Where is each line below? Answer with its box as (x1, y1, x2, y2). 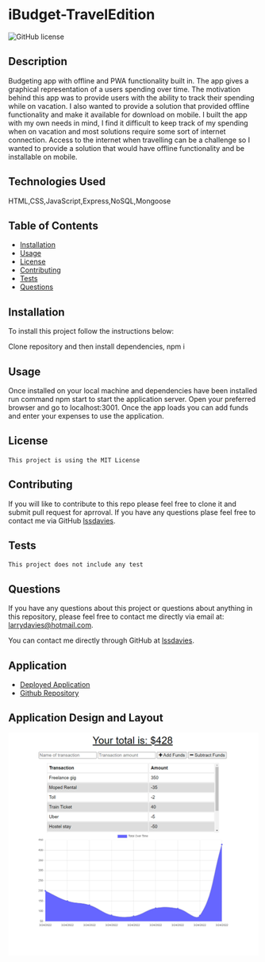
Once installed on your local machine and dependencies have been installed (8, 386, 258, 395)
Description (8, 55, 67, 68)
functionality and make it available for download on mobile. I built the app (8, 110, 248, 119)
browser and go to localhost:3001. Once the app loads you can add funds (8, 403, 248, 412)
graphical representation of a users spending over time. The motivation (8, 84, 240, 94)
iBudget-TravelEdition (8, 6, 156, 24)
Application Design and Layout (8, 711, 164, 724)
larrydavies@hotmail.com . (8, 620, 94, 630)
